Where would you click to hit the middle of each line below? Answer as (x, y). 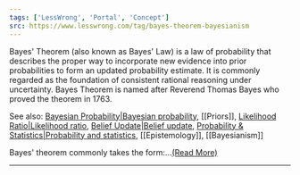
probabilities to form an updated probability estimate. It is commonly (135, 70)
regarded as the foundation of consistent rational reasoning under (130, 79)
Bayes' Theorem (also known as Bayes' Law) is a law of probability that (140, 51)
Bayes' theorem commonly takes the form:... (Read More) (113, 152)
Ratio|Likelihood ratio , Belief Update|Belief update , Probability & (126, 125)
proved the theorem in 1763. (61, 98)
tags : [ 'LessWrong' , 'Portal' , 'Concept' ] (89, 17)
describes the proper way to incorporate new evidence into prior (128, 61)
